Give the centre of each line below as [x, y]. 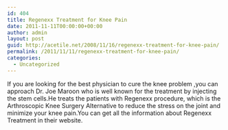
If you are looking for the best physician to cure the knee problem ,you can [113, 83]
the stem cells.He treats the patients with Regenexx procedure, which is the [114, 98]
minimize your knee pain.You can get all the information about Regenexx [109, 113]
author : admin [27, 32]
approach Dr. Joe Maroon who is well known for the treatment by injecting [112, 91]
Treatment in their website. [45, 120]
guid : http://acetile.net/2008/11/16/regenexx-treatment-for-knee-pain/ [113, 45]
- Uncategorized [36, 64]
